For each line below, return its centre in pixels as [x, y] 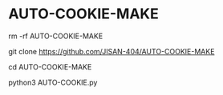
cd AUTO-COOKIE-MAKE [50, 67]
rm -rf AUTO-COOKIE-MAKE [56, 36]
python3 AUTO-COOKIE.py [53, 82]
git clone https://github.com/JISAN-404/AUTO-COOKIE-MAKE [111, 51]
